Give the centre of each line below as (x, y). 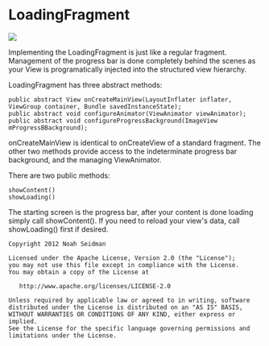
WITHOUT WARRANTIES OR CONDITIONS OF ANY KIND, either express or (122, 314)
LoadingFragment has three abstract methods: (85, 84)
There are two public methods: (59, 175)
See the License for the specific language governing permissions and (129, 328)
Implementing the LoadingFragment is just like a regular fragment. (118, 52)
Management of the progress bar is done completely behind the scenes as (132, 60)
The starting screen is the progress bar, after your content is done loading (131, 212)
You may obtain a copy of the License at (79, 272)
